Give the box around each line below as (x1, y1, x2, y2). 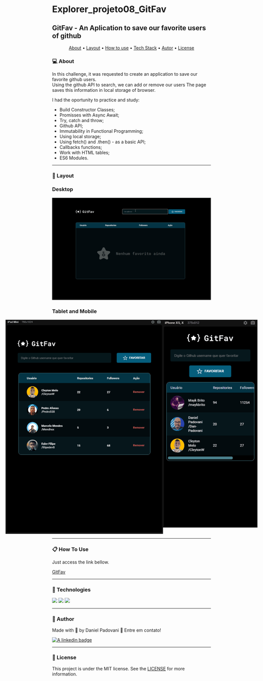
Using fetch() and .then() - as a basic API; (59, 139, 146, 145)
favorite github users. (52, 77, 97, 83)
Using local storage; (59, 134, 101, 140)
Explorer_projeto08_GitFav (52, 4, 167, 15)
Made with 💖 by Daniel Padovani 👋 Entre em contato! (52, 627, 161, 633)
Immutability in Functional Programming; (59, 128, 144, 134)
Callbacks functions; (59, 144, 102, 150)
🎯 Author (52, 615, 75, 622)
